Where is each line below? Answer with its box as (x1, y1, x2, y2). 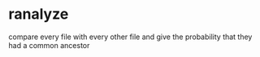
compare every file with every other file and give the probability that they (8, 32, 253, 42)
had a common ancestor (8, 40, 90, 50)
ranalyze (8, 5, 69, 24)
